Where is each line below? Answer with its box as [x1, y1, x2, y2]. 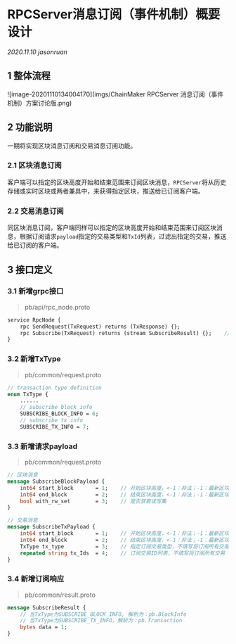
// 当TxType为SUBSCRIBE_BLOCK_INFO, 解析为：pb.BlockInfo [20, 610, 187, 618]
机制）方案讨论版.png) [7, 99, 72, 107]
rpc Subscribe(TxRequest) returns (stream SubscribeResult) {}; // [20, 329, 231, 336]
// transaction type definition [7, 384, 102, 391]
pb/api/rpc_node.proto [24, 303, 91, 311]
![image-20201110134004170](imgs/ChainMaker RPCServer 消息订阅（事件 [7, 89, 224, 99]
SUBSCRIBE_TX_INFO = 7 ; [20, 423, 90, 430]
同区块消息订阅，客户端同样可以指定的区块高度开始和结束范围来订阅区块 [7, 223, 216, 232]
